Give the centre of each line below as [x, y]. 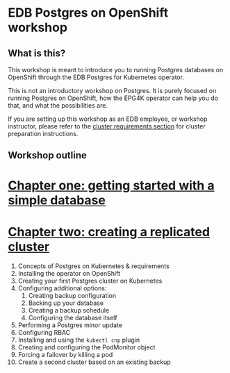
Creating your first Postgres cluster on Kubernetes [90, 281]
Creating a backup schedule [69, 310]
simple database [57, 200]
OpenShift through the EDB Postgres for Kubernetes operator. [96, 77]
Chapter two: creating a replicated [109, 232]
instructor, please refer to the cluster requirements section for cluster [107, 126]
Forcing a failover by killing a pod [65, 354]
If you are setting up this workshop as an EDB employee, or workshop [108, 119]
